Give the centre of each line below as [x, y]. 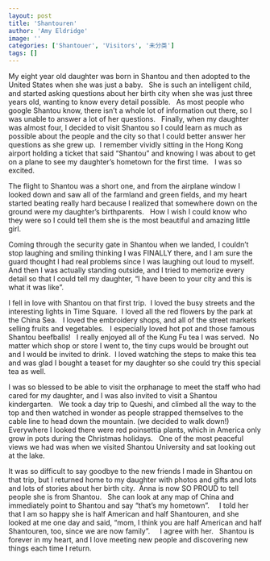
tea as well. [27, 371]
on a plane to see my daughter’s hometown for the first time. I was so [125, 162]
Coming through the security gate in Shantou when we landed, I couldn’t [129, 244]
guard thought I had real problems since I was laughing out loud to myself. [131, 262]
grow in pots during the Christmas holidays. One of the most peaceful [126, 438]
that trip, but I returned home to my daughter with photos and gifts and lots [133, 480]
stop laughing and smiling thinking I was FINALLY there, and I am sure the [131, 253]
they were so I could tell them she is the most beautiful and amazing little [129, 220]
